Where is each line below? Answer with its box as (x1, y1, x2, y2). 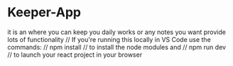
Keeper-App (7, 4, 82, 21)
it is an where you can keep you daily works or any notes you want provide (7, 28, 226, 36)
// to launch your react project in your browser (7, 50, 143, 59)
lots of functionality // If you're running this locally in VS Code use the (7, 35, 211, 43)
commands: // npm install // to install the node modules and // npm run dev (7, 43, 226, 51)
